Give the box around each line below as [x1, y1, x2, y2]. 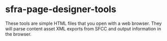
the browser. [5, 31, 32, 37]
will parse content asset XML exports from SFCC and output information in [5, 25, 161, 31]
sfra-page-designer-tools [5, 4, 117, 15]
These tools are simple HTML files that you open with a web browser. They [5, 20, 162, 26]
